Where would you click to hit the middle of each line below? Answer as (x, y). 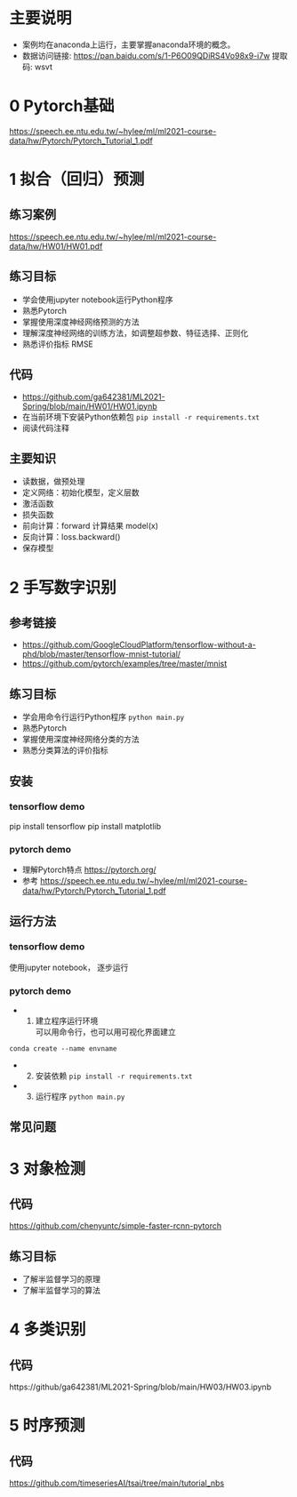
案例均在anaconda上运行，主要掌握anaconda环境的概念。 (128, 44)
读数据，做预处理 (53, 482)
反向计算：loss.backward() (71, 537)
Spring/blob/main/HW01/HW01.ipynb (89, 406)
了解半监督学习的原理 (61, 1279)
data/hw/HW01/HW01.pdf (56, 246)
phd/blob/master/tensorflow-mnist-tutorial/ (101, 654)
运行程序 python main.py (80, 1097)
